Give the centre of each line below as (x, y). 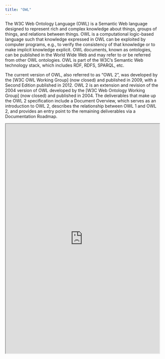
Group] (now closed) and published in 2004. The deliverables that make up (81, 96)
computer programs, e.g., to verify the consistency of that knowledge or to (80, 44)
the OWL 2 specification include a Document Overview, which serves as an (81, 100)
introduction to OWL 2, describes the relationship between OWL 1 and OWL (81, 106)
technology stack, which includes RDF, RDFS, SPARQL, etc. (65, 65)
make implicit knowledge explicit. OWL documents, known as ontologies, (78, 49)
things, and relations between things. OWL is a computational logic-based (79, 34)
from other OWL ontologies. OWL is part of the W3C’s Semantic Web (74, 60)
